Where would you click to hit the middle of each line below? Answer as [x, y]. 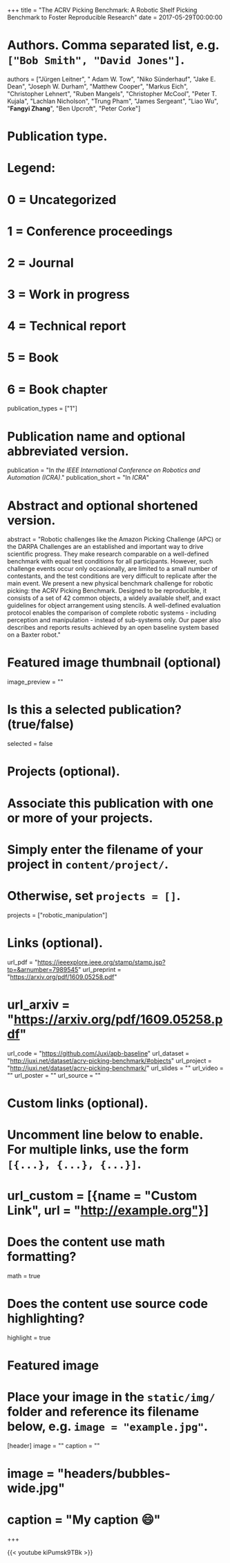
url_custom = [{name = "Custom [102, 1196]
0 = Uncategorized [62, 199]
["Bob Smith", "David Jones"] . [96, 60]
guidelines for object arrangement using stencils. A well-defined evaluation [114, 606]
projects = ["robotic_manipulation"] [57, 915]
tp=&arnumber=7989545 [43, 969]
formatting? [42, 1257]
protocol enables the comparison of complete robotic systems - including [112, 613]
